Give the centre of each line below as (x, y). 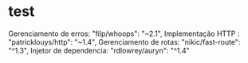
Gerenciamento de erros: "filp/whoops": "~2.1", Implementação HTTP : (124, 33)
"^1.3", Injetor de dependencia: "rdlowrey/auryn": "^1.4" (99, 50)
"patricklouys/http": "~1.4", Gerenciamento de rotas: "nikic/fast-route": (124, 41)
